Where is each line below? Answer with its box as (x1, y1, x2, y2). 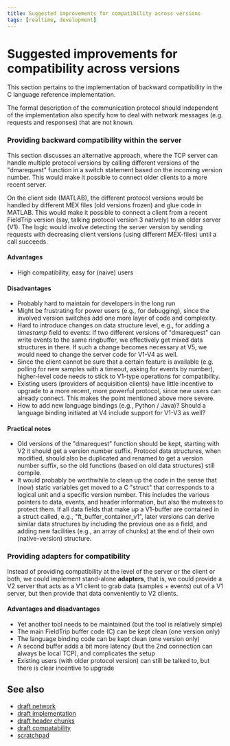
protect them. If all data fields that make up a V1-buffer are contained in (16, 505, 220, 513)
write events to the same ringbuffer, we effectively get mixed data (16, 336, 203, 344)
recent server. (7, 180, 47, 189)
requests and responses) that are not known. (7, 118, 135, 127)
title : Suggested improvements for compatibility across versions (7, 10, 201, 17)
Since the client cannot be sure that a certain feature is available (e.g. (16, 358, 214, 366)
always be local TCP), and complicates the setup (16, 649, 156, 657)
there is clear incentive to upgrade (16, 664, 115, 672)
